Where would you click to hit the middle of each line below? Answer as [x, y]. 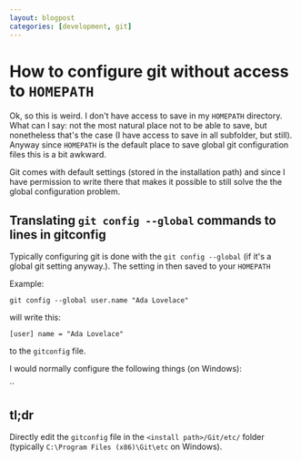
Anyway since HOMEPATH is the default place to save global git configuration [149, 145]
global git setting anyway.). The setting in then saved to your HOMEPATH [140, 266]
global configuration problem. [65, 191]
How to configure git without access [149, 72]
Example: [27, 284]
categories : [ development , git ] [70, 26]
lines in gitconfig [58, 235]
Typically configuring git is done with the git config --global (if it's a [140, 257]
